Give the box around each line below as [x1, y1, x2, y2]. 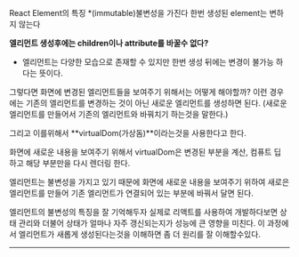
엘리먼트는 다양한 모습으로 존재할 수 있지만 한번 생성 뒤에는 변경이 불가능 [21, 57, 274, 67]
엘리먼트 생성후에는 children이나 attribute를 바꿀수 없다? [9, 38, 209, 48]
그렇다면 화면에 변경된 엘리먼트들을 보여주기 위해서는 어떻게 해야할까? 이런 [9, 87, 268, 97]
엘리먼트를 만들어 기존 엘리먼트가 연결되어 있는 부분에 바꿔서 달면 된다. [9, 188, 254, 198]
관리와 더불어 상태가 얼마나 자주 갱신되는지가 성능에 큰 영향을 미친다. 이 [18, 218, 265, 229]
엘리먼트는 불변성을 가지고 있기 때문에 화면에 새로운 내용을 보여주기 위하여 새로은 [9, 177, 290, 187]
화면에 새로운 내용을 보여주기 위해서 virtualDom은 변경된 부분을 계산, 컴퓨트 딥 [9, 147, 282, 157]
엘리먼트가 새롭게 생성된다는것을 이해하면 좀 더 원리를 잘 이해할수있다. [18, 229, 261, 239]
